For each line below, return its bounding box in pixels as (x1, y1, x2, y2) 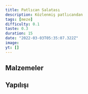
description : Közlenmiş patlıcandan (5, 12, 83, 17)
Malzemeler (5, 64, 44, 72)
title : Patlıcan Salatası (5, 7, 60, 13)
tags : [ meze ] (5, 17, 33, 22)
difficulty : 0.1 (5, 21, 40, 27)
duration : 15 (5, 31, 33, 36)
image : (5, 40, 19, 45)
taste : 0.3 (5, 26, 28, 31)
